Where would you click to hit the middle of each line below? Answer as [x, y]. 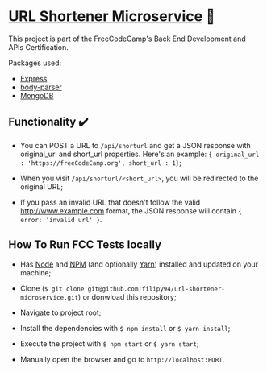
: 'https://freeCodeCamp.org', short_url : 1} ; [101, 162]
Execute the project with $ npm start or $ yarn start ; [109, 343]
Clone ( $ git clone [52, 288]
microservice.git [49, 297]
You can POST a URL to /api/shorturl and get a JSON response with [136, 145]
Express [33, 78]
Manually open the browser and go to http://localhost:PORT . [122, 359]
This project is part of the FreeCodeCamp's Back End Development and [127, 39]
